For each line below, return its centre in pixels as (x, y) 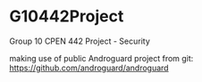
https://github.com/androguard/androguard (89, 68)
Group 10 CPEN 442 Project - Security (80, 41)
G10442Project (67, 16)
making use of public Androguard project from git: (101, 58)
